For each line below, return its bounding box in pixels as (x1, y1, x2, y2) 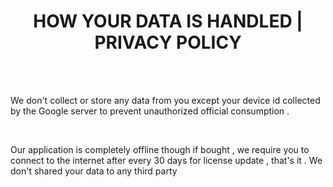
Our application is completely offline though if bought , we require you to (10, 143, 310, 155)
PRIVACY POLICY (94, 31, 242, 54)
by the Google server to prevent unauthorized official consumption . (10, 105, 290, 117)
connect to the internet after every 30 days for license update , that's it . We (10, 154, 323, 166)
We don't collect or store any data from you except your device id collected (10, 94, 321, 106)
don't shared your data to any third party (10, 165, 178, 177)
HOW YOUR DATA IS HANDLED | (33, 10, 303, 33)
